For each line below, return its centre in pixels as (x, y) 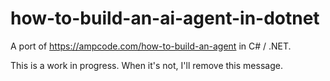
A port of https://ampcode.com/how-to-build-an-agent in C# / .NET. (151, 46)
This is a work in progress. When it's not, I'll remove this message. (146, 65)
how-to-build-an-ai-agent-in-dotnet (165, 18)
